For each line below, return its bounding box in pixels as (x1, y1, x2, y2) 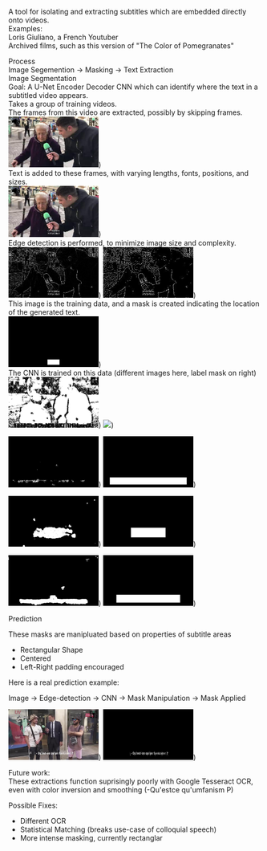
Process (8, 56, 36, 66)
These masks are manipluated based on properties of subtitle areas (8, 629, 232, 639)
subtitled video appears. (8, 91, 89, 100)
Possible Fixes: (8, 800, 59, 810)
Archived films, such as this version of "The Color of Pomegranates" (8, 41, 234, 51)
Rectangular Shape (19, 645, 83, 655)
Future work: (8, 768, 51, 778)
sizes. (8, 177, 28, 187)
